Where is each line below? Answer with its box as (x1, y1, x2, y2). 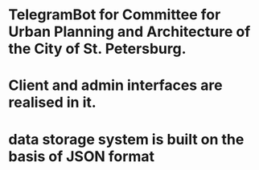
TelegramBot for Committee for (8, 6, 221, 24)
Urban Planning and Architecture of (8, 22, 251, 41)
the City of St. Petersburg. (8, 40, 187, 58)
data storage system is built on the (8, 130, 245, 148)
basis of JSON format (8, 147, 155, 165)
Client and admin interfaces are (8, 76, 223, 95)
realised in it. (8, 94, 97, 111)
